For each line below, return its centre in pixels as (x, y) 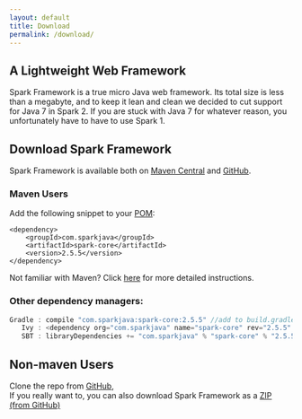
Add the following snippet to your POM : (82, 214)
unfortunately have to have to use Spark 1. (88, 121)
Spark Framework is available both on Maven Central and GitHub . (130, 170)
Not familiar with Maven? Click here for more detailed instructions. (132, 278)
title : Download (40, 26)
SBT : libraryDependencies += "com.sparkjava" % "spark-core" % (144, 336)
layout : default (40, 17)
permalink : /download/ (52, 34)
